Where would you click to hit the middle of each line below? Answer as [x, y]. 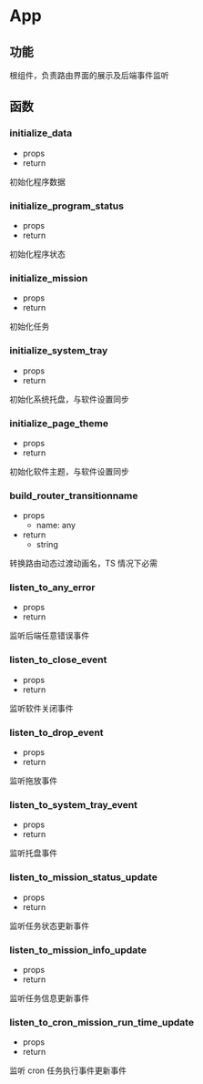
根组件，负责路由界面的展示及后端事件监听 [89, 75]
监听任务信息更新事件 [49, 997]
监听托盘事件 [33, 854]
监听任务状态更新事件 [49, 925]
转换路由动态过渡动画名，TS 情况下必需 [83, 563]
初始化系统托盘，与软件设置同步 [69, 399]
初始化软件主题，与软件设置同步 [69, 471]
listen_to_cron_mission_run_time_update [101, 1022]
